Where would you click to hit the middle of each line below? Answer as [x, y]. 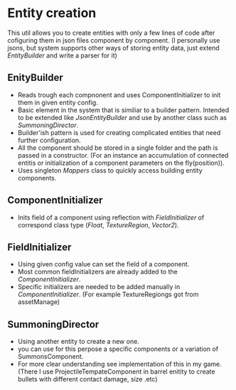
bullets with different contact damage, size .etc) [87, 379]
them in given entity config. [58, 102]
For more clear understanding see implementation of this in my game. [119, 364]
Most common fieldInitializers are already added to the [97, 272]
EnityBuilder [36, 78]
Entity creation [52, 13]
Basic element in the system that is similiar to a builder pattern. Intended [123, 110]
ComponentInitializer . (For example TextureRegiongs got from [108, 294]
